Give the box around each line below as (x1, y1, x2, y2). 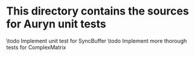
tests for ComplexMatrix (6, 44, 66, 51)
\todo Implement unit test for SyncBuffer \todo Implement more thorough (6, 37, 187, 44)
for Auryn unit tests (6, 17, 107, 31)
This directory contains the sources (6, 4, 189, 18)
